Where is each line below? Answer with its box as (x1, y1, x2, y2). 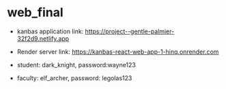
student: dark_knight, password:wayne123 (16, 60, 137, 69)
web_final (7, 5, 63, 20)
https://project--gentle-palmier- (85, 27, 175, 35)
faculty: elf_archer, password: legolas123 (16, 73, 132, 82)
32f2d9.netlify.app (16, 34, 70, 42)
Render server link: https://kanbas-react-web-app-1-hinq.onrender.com (16, 48, 219, 56)
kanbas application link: (16, 27, 84, 35)
